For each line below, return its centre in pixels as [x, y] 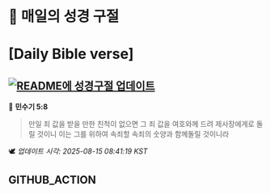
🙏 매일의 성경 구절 [64, 17]
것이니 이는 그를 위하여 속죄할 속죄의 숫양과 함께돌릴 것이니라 [133, 134]
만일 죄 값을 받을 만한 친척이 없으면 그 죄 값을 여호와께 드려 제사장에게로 [141, 124]
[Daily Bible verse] [71, 54]
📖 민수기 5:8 [28, 107]
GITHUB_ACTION [53, 180]
